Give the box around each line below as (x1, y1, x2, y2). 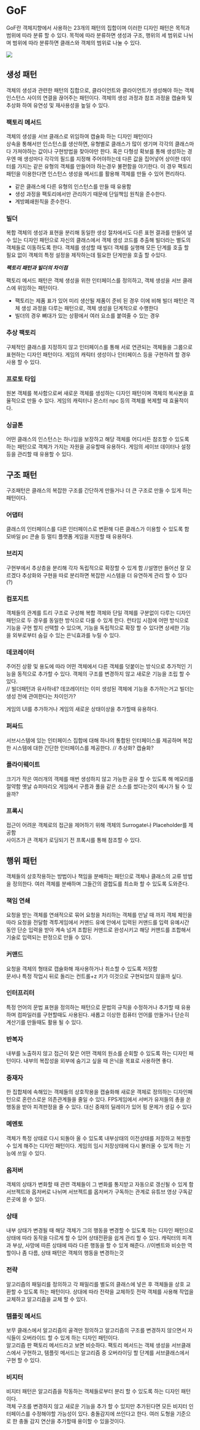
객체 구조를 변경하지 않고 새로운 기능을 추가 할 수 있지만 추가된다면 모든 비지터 (6, 1402, 188, 1410)
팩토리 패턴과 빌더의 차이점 (6, 264, 68, 271)
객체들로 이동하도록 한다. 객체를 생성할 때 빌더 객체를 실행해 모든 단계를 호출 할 (6, 244, 189, 252)
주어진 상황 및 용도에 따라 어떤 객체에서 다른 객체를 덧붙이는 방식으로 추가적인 (6, 663, 186, 670)
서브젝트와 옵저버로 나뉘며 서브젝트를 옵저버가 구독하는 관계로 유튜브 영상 (6, 1188, 177, 1195)
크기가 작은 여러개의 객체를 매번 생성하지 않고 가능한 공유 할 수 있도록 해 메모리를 (6, 775, 194, 782)
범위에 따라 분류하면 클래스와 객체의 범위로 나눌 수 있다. (12, 39, 141, 46)
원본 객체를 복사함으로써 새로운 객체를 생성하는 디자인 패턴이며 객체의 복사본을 (6, 389, 188, 396)
